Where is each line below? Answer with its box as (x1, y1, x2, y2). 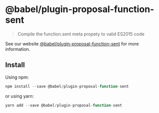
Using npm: (5, 74, 29, 80)
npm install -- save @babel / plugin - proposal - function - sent (5, 84, 129, 89)
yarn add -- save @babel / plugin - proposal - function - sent (5, 102, 122, 108)
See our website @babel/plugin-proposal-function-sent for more (5, 40, 139, 46)
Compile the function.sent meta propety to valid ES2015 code (17, 31, 144, 37)
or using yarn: (5, 93, 34, 99)
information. (5, 46, 31, 52)
